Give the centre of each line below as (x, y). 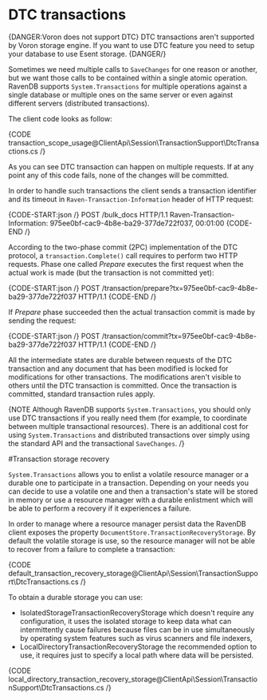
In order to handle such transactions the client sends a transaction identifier (133, 190)
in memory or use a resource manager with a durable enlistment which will (131, 499)
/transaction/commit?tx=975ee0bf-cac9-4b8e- (179, 336)
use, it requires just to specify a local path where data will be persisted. (137, 655)
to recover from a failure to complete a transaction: (92, 549)
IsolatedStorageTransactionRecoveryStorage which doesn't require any (137, 612)
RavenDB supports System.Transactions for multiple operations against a (128, 86)
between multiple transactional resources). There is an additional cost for (128, 426)
